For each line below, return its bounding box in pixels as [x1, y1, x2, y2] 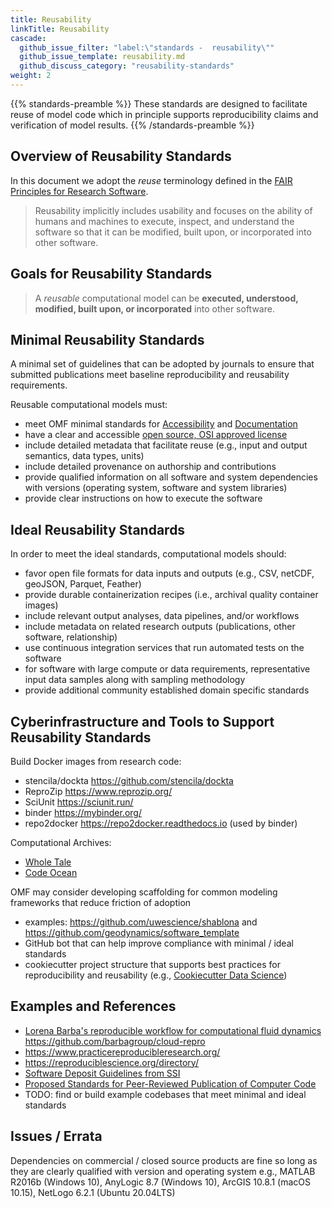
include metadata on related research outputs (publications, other [24, 621, 296, 633]
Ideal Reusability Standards [10, 521, 186, 538]
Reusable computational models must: [10, 399, 168, 411]
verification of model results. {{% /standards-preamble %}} [10, 119, 255, 131]
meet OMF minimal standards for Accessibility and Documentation [24, 418, 298, 430]
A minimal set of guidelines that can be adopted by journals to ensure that [10, 358, 315, 370]
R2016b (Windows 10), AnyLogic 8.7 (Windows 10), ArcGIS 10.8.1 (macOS [10, 1176, 311, 1188]
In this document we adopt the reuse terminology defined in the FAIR [10, 174, 293, 186]
